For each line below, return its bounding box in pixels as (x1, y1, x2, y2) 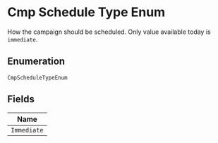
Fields (7, 93, 35, 106)
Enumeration (7, 56, 66, 68)
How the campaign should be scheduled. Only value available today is (7, 27, 211, 36)
